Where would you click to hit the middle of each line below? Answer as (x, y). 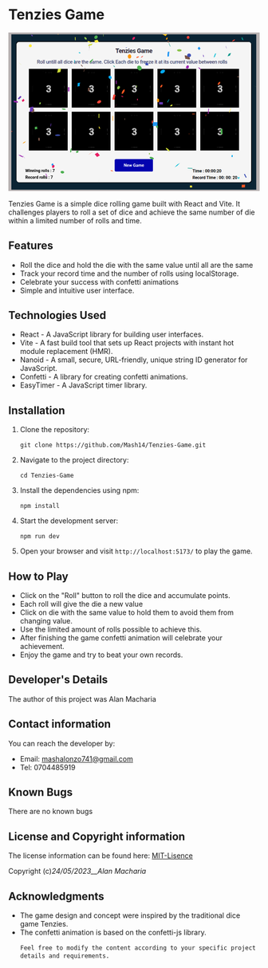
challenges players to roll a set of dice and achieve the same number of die (132, 212)
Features (31, 246)
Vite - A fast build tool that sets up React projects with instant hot (127, 343)
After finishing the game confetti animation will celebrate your (121, 637)
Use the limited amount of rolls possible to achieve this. (110, 629)
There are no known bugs (51, 812)
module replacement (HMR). (66, 352)
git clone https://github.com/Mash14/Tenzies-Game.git (113, 445)
